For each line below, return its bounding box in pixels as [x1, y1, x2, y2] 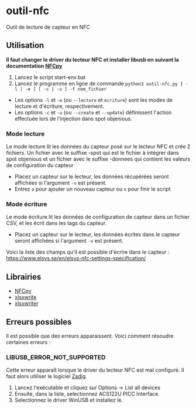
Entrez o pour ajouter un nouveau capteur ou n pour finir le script [14, 186, 171, 193]
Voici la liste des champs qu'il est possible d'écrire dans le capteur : [6, 249, 170, 256]
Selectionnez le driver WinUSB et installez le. [14, 397, 123, 404]
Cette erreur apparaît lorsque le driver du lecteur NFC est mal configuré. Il [6, 366, 184, 373]
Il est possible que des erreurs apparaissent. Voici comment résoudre [6, 332, 174, 339]
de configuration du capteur [6, 162, 74, 169]
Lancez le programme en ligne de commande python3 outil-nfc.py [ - [14, 80, 188, 87]
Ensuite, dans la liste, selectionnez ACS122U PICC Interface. [14, 390, 160, 397]
